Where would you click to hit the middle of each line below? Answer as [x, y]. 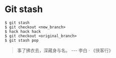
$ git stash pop [22, 40]
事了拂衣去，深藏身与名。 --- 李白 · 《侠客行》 [65, 50]
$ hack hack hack [23, 31]
